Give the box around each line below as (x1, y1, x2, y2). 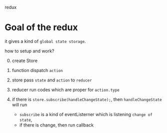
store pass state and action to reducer (11, 77, 92, 83)
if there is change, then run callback (19, 122, 94, 128)
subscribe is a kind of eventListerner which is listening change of (19, 111, 153, 117)
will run (11, 101, 27, 107)
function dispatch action (11, 67, 63, 73)
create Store (11, 57, 38, 63)
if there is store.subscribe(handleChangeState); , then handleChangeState (11, 96, 162, 102)
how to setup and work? (4, 47, 54, 54)
